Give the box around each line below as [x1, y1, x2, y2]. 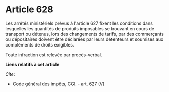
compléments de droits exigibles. [5, 41, 74, 48]
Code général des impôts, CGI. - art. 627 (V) [12, 81, 105, 87]
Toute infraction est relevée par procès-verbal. [5, 52, 102, 58]
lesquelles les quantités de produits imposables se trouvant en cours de [5, 25, 155, 31]
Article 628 [5, 4, 54, 15]
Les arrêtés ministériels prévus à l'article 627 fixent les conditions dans [5, 20, 153, 26]
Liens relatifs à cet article [5, 61, 60, 67]
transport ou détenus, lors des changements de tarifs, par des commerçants [5, 31, 164, 37]
